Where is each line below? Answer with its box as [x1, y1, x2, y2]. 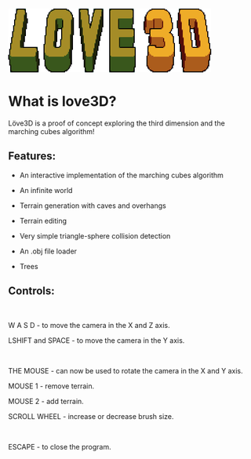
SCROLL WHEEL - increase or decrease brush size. [8, 411, 174, 421]
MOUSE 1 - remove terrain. [8, 381, 95, 391]
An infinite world [19, 185, 73, 195]
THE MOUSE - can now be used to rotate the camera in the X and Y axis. [8, 366, 243, 375]
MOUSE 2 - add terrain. [8, 396, 84, 406]
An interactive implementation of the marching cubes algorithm [19, 170, 224, 180]
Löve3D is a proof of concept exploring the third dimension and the [8, 118, 225, 128]
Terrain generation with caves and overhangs [19, 201, 166, 210]
